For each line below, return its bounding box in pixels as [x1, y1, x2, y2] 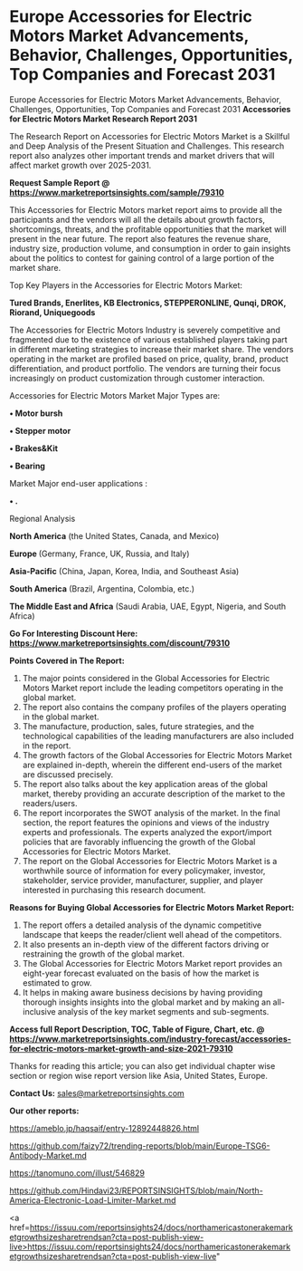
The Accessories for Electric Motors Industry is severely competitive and [9, 324, 280, 335]
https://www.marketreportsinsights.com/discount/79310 [9, 637, 231, 649]
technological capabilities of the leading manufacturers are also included [22, 730, 294, 741]
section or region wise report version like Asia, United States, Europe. [9, 1070, 269, 1081]
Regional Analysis [9, 513, 76, 524]
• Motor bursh [9, 408, 63, 419]
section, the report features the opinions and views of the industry [22, 817, 270, 828]
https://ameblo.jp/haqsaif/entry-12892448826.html [9, 1122, 200, 1133]
